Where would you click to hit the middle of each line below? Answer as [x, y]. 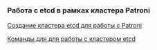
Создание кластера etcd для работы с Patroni [75, 26]
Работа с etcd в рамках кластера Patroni [79, 10]
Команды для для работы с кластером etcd [72, 39]
